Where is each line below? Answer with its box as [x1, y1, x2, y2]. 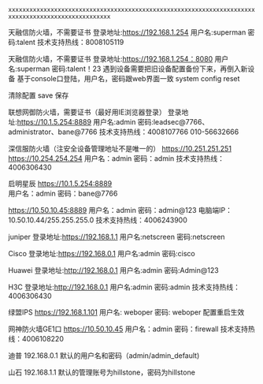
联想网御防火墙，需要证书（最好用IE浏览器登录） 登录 [8, 107, 183, 117]
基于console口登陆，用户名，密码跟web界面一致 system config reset [17, 74, 240, 83]
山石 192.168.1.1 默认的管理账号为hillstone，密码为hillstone [8, 367, 195, 377]
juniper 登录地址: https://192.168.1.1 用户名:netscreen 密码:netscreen [8, 232, 226, 241]
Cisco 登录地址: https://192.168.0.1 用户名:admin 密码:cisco [8, 249, 195, 258]
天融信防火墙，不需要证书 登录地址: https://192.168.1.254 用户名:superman [8, 28, 246, 37]
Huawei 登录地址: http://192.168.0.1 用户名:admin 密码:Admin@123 [8, 266, 219, 274]
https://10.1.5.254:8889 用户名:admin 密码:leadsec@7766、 [17, 117, 209, 126]
